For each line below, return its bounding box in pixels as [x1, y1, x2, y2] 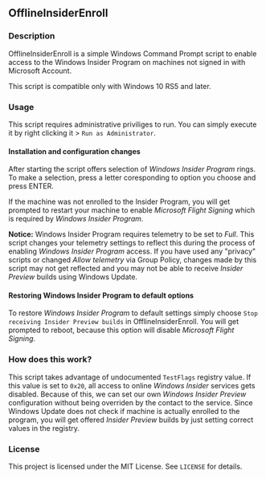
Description [8, 30, 55, 42]
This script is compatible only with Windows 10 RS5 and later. [8, 81, 211, 91]
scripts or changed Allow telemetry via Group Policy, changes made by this [8, 255, 257, 265]
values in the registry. [8, 423, 80, 432]
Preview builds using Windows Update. [8, 272, 138, 282]
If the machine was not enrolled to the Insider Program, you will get [8, 197, 231, 207]
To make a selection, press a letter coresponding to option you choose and [8, 173, 256, 183]
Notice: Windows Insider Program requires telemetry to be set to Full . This [8, 229, 255, 239]
